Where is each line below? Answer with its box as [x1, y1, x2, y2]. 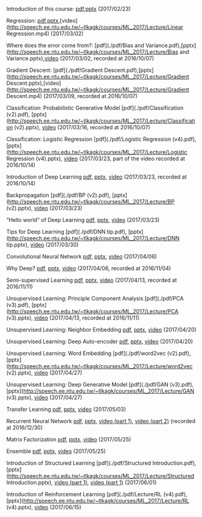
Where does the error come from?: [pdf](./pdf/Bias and [6, 42, 144, 49]
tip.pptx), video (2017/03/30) [6, 241, 79, 248]
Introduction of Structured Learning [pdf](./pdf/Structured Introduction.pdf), [6, 460, 197, 466]
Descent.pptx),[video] [6, 79, 61, 87]
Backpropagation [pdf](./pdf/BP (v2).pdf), [6, 191, 111, 199]
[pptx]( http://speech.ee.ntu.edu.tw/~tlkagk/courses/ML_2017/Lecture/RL [6, 497, 190, 504]
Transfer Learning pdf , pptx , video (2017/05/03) [6, 405, 127, 413]
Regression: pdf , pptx [6, 17, 59, 24]
